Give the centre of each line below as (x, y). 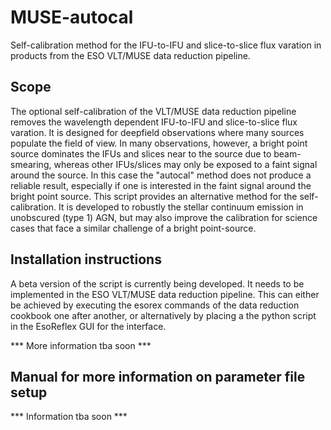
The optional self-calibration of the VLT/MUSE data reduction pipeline (153, 111)
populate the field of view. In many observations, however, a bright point (159, 143)
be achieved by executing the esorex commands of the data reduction (155, 305)
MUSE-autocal (72, 17)
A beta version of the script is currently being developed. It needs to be (157, 283)
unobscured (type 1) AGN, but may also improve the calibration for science (164, 217)
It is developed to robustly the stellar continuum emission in (181, 207)
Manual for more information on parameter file (158, 376)
